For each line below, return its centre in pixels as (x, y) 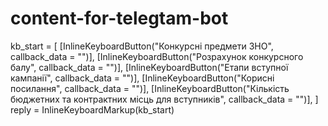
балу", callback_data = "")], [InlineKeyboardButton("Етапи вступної (149, 67)
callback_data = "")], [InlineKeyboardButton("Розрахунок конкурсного (157, 56)
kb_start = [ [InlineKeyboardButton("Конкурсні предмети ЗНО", (142, 46)
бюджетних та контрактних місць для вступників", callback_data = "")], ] (164, 99)
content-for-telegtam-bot (119, 18)
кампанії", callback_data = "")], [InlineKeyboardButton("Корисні (142, 78)
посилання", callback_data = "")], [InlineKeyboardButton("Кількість (150, 88)
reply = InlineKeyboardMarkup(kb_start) (92, 109)
